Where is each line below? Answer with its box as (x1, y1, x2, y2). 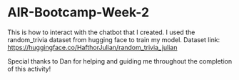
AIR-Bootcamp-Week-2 (7, 4, 150, 21)
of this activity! (7, 64, 51, 73)
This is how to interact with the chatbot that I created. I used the (7, 28, 195, 36)
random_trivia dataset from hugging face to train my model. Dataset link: (7, 35, 220, 44)
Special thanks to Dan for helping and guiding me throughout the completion (7, 56, 233, 65)
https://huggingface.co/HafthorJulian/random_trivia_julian (7, 43, 178, 51)
